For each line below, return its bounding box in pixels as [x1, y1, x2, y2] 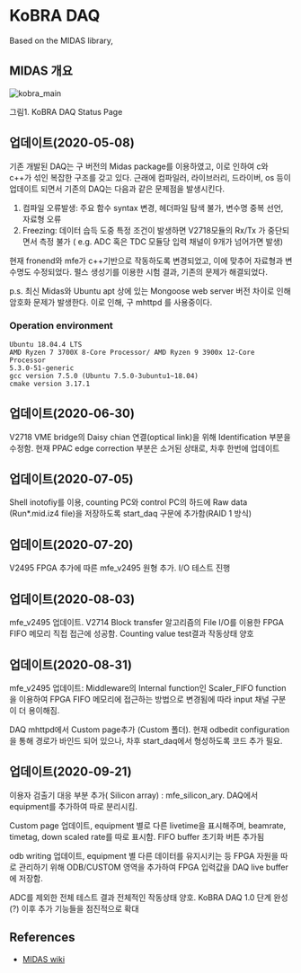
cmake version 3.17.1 [9, 379, 91, 388]
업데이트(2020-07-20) [9, 536, 134, 553]
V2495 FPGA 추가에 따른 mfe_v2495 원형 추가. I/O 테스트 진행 [9, 562, 231, 573]
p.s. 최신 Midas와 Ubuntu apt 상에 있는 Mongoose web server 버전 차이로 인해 [9, 285, 292, 296]
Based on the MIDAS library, [9, 35, 114, 46]
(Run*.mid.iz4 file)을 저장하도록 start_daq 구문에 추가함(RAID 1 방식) [9, 509, 252, 519]
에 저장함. [9, 872, 43, 883]
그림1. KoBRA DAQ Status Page [9, 106, 123, 117]
